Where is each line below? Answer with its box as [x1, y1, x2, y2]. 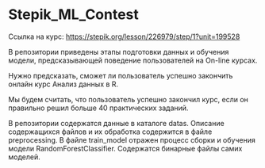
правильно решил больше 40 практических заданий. [8, 103, 189, 113]
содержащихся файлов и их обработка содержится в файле [8, 127, 213, 136]
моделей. [8, 152, 41, 162]
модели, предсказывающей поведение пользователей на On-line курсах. [8, 55, 258, 65]
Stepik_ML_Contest [8, 6, 139, 24]
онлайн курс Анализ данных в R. [8, 79, 119, 89]
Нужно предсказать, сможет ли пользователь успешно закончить [8, 71, 233, 80]
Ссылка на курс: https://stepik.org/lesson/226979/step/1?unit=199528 [8, 32, 240, 41]
